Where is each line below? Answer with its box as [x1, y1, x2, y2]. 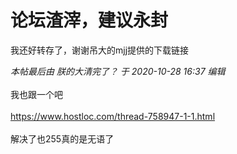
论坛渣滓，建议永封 [10, 9, 169, 32]
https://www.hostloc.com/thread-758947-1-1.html [10, 110, 216, 122]
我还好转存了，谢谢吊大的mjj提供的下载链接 [10, 44, 190, 56]
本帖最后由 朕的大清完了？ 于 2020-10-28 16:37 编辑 [10, 65, 226, 77]
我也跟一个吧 [10, 88, 63, 100]
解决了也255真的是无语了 [10, 132, 115, 145]
